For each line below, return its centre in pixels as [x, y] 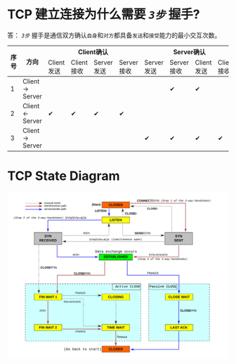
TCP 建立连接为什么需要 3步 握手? [104, 14]
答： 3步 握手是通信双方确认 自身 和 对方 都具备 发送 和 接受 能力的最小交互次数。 [114, 35]
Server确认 [189, 52]
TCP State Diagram [64, 176]
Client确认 [93, 52]
